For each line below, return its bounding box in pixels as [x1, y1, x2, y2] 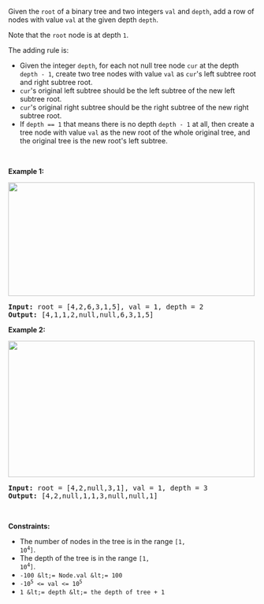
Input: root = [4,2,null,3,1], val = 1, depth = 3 [8, 484, 208, 492]
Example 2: [8, 325, 46, 334]
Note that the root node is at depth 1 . [8, 31, 129, 39]
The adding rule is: [8, 46, 69, 54]
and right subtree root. [19, 78, 93, 87]
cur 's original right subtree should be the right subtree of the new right [19, 102, 250, 112]
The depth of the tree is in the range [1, [19, 554, 150, 562]
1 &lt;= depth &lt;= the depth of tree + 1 [19, 588, 165, 596]
